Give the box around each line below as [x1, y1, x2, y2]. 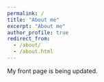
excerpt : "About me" [7, 23, 66, 29]
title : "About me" [7, 16, 60, 23]
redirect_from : [7, 36, 51, 42]
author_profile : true [7, 29, 69, 36]
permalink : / [7, 10, 44, 17]
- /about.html [13, 49, 53, 55]
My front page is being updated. [7, 66, 98, 75]
